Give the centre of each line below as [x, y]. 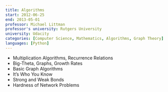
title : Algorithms [25, 10]
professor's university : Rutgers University [54, 29]
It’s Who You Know [33, 74]
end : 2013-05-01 [23, 19]
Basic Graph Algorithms [38, 68]
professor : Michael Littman [35, 24]
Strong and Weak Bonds [38, 79]
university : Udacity [27, 34]
